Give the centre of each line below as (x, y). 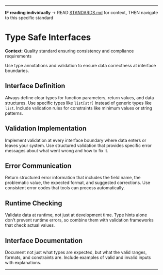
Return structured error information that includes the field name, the (73, 178)
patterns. (14, 113)
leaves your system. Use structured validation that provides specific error (78, 145)
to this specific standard (29, 18)
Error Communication (38, 166)
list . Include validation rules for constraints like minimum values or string (79, 108)
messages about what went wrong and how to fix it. (57, 150)
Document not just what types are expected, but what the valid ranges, (76, 252)
